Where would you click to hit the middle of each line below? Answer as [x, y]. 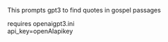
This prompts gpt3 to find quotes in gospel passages [84, 10]
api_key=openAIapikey [40, 31]
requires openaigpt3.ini [41, 23]
